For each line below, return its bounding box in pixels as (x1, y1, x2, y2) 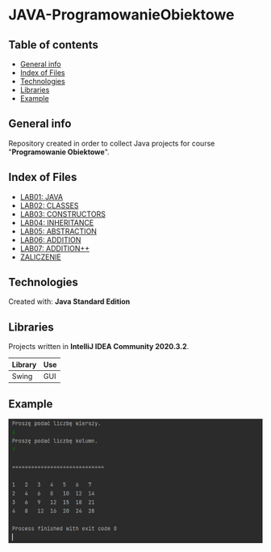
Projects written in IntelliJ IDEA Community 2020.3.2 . (8, 342, 190, 352)
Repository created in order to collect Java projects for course (8, 138, 215, 148)
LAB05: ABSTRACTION (19, 226, 97, 236)
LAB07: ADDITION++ (19, 243, 90, 253)
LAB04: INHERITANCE (19, 217, 94, 227)
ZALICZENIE (19, 252, 62, 262)
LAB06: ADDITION (19, 234, 81, 244)
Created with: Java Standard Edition (8, 297, 131, 306)
